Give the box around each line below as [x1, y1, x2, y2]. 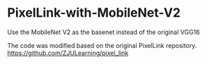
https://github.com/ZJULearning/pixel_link [7, 49, 129, 57]
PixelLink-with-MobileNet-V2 [7, 5, 181, 21]
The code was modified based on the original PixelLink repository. [7, 41, 197, 49]
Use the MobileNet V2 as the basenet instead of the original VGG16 [7, 28, 200, 36]
